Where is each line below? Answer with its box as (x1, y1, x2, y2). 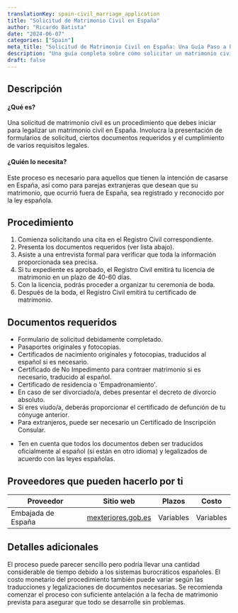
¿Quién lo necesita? (7, 157, 67, 166)
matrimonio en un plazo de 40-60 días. (17, 273, 132, 281)
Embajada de (11, 508, 55, 518)
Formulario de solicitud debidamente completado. (17, 335, 163, 344)
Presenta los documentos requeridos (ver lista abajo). (17, 243, 175, 251)
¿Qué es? (7, 102, 36, 111)
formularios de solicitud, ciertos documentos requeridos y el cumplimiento (7, 134, 225, 142)
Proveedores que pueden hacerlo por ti (7, 475, 183, 487)
